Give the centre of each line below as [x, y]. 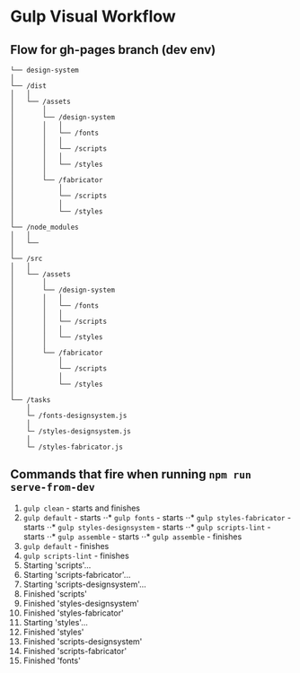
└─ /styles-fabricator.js [75, 447]
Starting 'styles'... [56, 622]
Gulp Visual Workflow [93, 17]
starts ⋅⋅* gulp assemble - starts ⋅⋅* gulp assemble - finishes [132, 537]
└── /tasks [31, 400]
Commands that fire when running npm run [131, 474]
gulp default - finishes [66, 546]
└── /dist [29, 86]
